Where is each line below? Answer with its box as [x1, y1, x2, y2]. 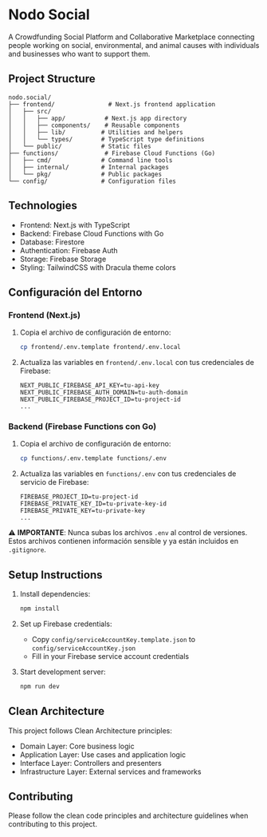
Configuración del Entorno [8, 285, 143, 299]
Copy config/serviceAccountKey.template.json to [31, 634, 196, 644]
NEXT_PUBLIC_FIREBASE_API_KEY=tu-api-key [19, 382, 159, 390]
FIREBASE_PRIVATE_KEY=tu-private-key [19, 507, 146, 515]
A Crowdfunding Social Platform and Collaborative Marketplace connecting [8, 32, 255, 42]
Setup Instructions [8, 568, 103, 581]
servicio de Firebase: [19, 478, 89, 487]
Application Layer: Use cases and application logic [19, 749, 187, 760]
